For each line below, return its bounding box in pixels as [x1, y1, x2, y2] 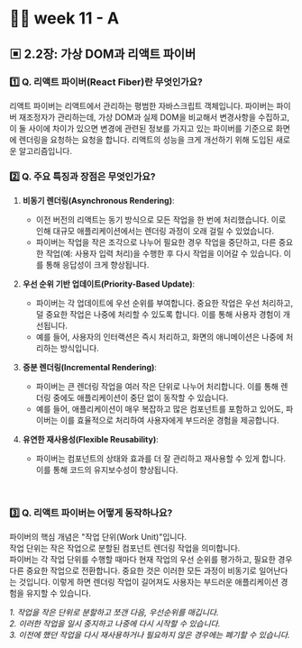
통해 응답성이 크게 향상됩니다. [45, 260, 150, 270]
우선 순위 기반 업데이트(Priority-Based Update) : [22, 278, 196, 289]
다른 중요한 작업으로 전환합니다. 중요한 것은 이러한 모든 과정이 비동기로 [9, 565, 257, 576]
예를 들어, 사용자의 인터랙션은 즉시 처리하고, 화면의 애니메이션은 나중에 [35, 332, 284, 342]
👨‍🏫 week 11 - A [9, 8, 120, 29]
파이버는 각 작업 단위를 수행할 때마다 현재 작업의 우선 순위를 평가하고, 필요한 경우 [9, 554, 293, 565]
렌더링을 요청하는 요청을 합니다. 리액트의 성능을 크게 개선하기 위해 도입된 [18, 134, 274, 145]
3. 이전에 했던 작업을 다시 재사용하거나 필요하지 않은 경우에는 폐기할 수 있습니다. [9, 630, 290, 641]
